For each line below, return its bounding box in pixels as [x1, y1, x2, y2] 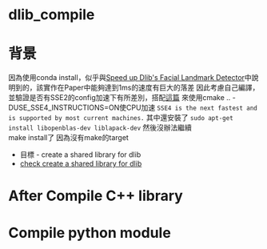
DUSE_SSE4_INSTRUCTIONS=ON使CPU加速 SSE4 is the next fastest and [8, 102, 258, 113]
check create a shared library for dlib [19, 159, 142, 169]
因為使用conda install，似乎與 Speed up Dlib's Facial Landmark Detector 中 [8, 73, 252, 82]
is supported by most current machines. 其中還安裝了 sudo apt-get [8, 113, 233, 122]
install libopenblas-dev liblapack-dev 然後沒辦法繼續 [8, 122, 192, 133]
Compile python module [8, 223, 172, 242]
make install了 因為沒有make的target [8, 133, 130, 143]
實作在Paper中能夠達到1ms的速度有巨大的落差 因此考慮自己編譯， [42, 82, 260, 93]
